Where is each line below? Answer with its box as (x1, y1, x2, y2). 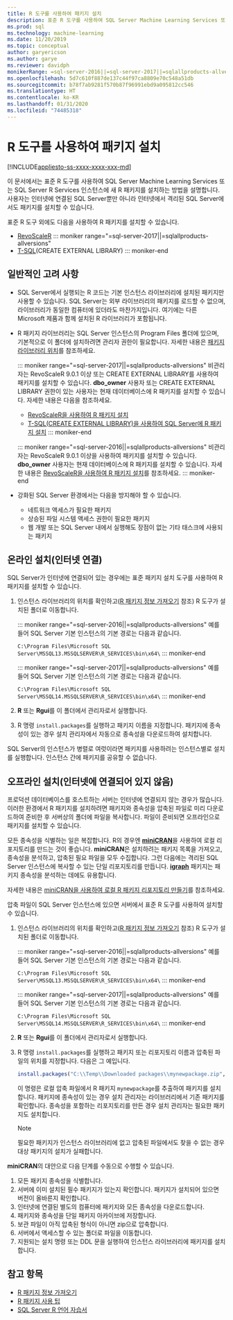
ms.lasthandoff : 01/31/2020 (7, 101, 89, 108)
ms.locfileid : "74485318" (7, 107, 82, 114)
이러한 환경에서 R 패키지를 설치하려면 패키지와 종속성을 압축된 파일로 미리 (7, 804, 206, 813)
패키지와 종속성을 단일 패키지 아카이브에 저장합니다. (17, 1212, 157, 1219)
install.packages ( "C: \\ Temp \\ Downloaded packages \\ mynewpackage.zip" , (17, 1071, 226, 1078)
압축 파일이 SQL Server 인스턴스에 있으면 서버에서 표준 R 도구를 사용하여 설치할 (7, 900, 223, 909)
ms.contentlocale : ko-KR (7, 94, 79, 101)
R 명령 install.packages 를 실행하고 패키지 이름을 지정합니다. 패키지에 (17, 721, 208, 729)
